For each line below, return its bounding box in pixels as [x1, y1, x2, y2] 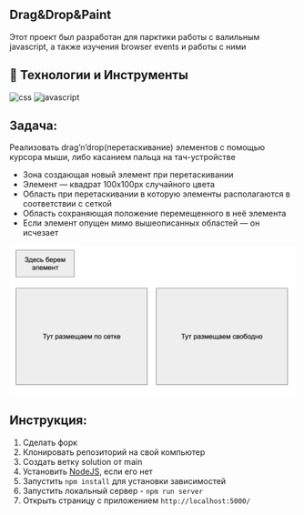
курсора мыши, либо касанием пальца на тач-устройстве [9, 152, 237, 163]
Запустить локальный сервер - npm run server [22, 485, 203, 496]
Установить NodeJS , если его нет [22, 466, 153, 477]
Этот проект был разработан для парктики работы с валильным [9, 31, 260, 42]
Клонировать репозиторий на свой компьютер [22, 446, 206, 458]
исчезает [22, 227, 59, 238]
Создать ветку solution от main [22, 456, 143, 467]
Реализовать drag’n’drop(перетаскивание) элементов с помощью [9, 142, 266, 153]
